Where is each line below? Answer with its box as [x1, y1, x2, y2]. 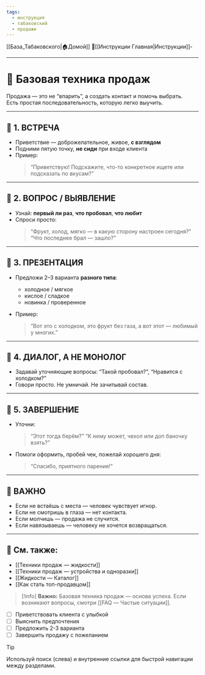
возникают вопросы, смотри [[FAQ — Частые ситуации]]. [21, 599, 171, 606]
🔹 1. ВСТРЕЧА [6, 123, 60, 133]
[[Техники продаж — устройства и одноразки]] [15, 568, 139, 575]
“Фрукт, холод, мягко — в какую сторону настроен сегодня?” [30, 227, 192, 235]
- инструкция [12, 15, 45, 21]
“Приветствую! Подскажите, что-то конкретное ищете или [30, 163, 184, 171]
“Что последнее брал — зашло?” [30, 234, 117, 241]
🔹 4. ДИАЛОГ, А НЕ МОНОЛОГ [6, 352, 127, 363]
